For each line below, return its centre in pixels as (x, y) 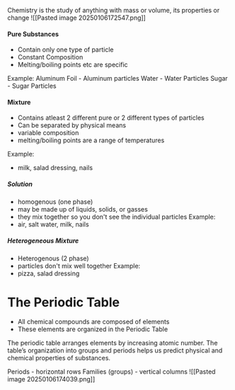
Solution (20, 184)
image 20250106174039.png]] (51, 379)
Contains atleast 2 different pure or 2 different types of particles (111, 118)
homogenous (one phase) (55, 202)
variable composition (48, 133)
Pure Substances (33, 34)
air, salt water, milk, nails (53, 224)
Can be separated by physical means (71, 125)
